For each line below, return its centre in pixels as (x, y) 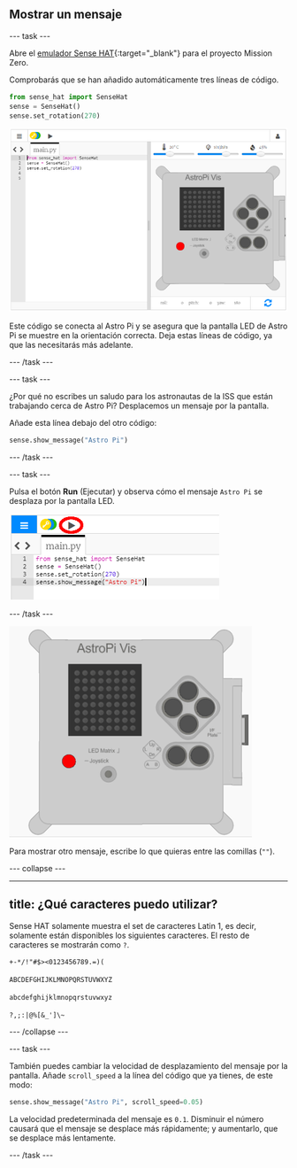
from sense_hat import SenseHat (69, 97)
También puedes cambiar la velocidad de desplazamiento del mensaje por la (148, 1065)
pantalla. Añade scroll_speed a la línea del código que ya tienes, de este (141, 1075)
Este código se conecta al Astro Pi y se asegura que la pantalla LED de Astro (148, 326)
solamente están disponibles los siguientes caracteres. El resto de (129, 935)
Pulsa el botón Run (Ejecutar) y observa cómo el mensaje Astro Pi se (136, 491)
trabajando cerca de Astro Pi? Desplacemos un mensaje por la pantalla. (139, 406)
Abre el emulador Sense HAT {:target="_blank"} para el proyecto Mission (141, 53)
